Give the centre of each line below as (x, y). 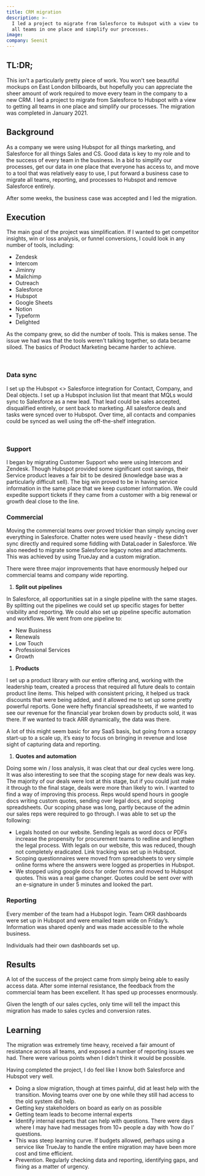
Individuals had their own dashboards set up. (63, 945)
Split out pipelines (39, 587)
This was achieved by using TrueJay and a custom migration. (84, 557)
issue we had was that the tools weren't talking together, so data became (99, 341)
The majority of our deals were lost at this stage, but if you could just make (101, 781)
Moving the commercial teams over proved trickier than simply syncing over (102, 531)
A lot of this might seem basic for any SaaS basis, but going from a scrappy (102, 731)
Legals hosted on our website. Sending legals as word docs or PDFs (101, 832)
